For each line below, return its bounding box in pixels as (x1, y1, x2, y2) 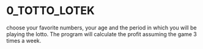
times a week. (6, 37, 42, 44)
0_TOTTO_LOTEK (6, 4, 95, 18)
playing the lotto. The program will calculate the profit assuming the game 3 (6, 30, 197, 37)
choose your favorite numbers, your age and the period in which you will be (6, 24, 197, 31)
